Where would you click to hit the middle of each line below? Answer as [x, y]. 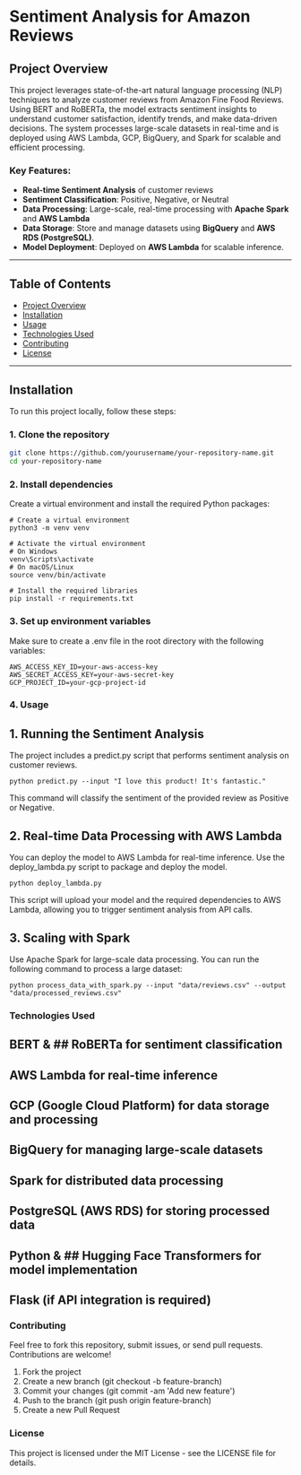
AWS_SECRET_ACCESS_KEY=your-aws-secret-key [92, 674]
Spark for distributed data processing [116, 1180]
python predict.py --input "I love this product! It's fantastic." [138, 782]
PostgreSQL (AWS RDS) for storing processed [140, 1211]
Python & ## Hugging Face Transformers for [135, 1256]
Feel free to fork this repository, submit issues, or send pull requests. [136, 1345]
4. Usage [29, 705]
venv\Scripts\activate [52, 560]
